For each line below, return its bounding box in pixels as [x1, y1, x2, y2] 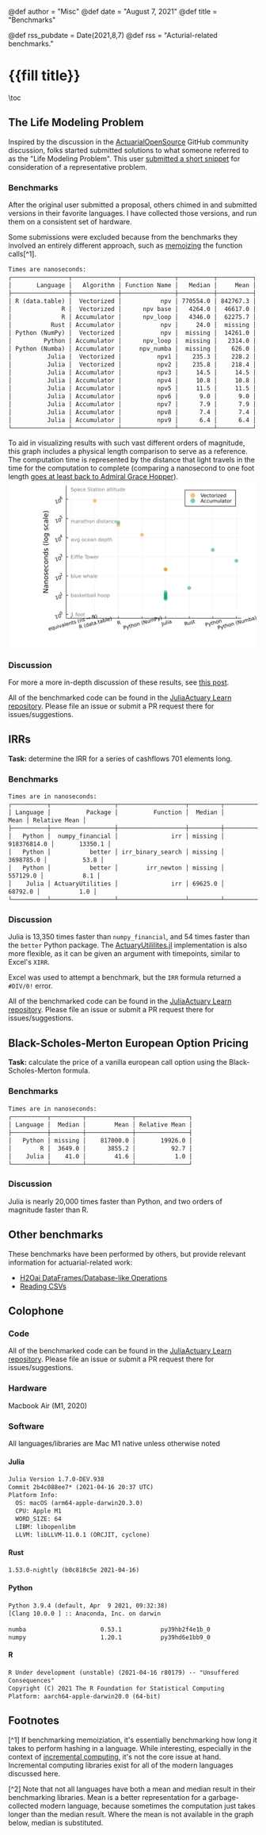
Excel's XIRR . [8, 958, 50, 967]
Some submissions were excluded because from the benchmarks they [8, 232, 238, 242]
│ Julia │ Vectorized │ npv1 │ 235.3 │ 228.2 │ [8, 353, 257, 361]
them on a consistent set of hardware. [8, 217, 132, 227]
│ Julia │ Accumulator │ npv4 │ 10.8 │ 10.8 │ [8, 377, 257, 385]
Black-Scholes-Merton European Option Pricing [8, 1036, 249, 1050]
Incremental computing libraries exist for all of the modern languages [8, 1760, 234, 1770]
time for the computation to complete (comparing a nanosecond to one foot [8, 463, 255, 473]
